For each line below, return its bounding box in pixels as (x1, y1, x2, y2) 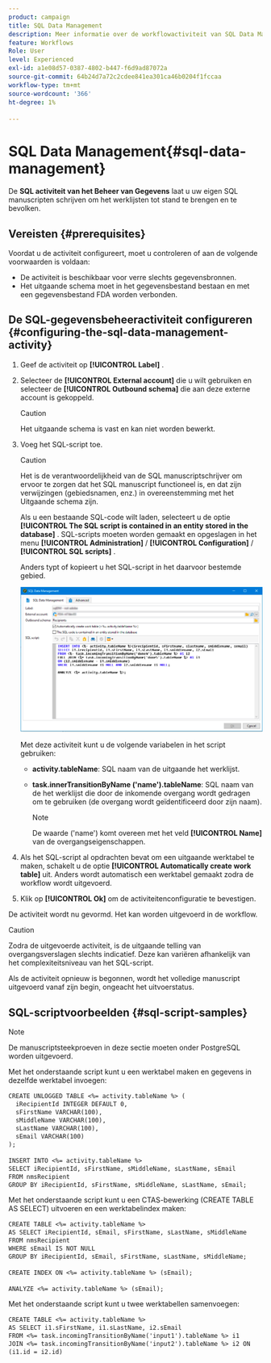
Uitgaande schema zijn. (19, 497, 99, 506)
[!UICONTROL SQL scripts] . (19, 546, 116, 556)
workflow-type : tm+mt (8, 81, 81, 89)
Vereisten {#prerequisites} (8, 227, 146, 241)
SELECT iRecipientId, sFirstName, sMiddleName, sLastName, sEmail (8, 1165, 236, 1173)
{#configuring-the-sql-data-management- (8, 325, 229, 339)
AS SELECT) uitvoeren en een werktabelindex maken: (8, 1204, 187, 1214)
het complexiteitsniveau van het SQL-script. (8, 958, 154, 968)
